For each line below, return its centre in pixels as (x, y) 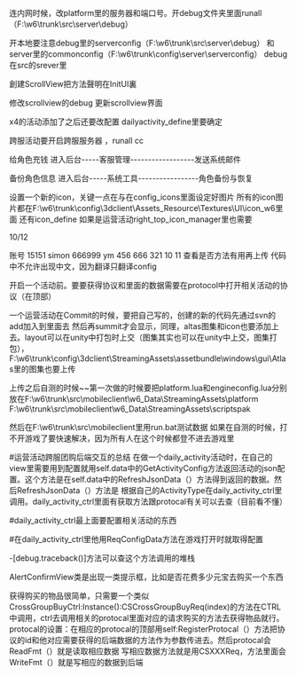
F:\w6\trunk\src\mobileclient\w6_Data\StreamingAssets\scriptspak (130, 409)
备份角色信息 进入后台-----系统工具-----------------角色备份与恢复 (131, 178)
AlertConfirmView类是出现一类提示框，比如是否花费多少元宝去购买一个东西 (146, 577)
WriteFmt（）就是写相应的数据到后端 (76, 662)
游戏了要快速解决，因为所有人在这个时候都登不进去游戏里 (129, 438)
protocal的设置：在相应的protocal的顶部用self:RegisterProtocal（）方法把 (143, 629)
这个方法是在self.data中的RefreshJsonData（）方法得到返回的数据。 (149, 479)
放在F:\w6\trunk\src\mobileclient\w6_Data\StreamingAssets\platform (134, 399)
